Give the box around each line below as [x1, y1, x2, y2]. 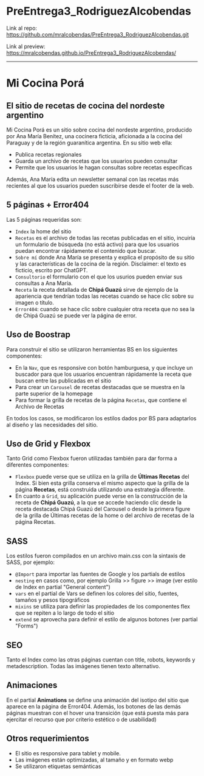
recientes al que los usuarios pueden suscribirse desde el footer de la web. [6, 182, 194, 189]
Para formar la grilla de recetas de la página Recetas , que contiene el [15, 396, 187, 403]
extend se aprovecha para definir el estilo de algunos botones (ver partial [15, 616, 198, 623]
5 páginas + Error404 [6, 200, 89, 210]
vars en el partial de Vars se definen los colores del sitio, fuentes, [15, 590, 179, 598]
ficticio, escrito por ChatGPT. [15, 266, 88, 273]
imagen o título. [15, 298, 55, 306]
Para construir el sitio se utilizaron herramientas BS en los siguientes [6, 345, 178, 353]
